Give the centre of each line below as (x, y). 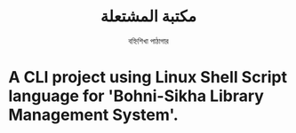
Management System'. (93, 115)
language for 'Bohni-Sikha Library (136, 96)
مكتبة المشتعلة (148, 16)
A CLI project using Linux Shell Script (148, 78)
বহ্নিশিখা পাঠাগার (148, 41)
